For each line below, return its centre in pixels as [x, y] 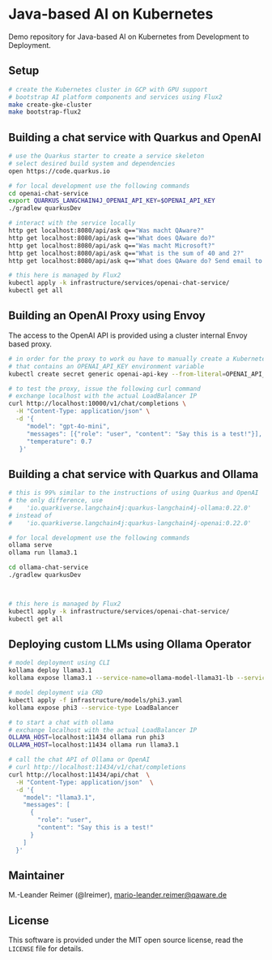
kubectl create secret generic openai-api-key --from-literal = [117, 374]
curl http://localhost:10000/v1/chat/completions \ [97, 404]
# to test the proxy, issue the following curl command [104, 389]
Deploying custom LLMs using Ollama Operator [130, 644]
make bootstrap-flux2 [45, 112]
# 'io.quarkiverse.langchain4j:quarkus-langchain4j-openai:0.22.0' [130, 523]
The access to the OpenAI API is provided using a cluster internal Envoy [128, 335]
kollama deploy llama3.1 [50, 670]
